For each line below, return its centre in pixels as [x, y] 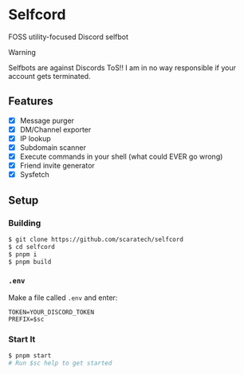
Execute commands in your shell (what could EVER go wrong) [121, 156]
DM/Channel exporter [55, 129]
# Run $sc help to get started [60, 363]
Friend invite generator [57, 166]
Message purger [47, 120]
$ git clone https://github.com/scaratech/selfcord [96, 239]
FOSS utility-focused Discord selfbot [69, 37]
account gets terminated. [49, 76]
